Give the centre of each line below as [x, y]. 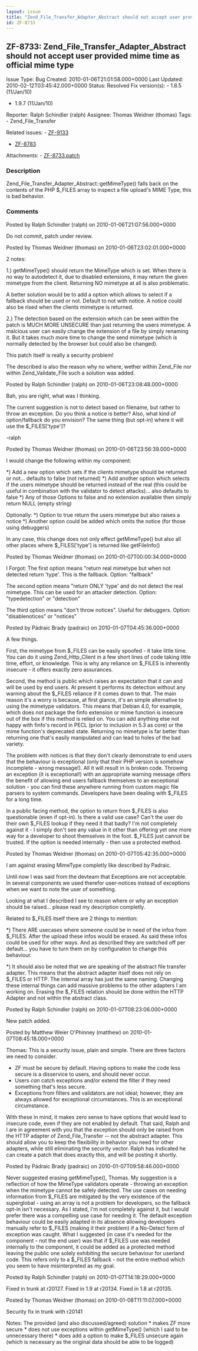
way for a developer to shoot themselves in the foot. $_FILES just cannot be [98, 836]
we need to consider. [32, 1056]
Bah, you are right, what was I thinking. [53, 396]
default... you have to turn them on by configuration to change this [87, 949]
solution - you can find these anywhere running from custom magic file [92, 786]
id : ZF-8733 [21, 22]
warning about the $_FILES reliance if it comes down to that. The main [91, 694]
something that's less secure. [50, 1086]
